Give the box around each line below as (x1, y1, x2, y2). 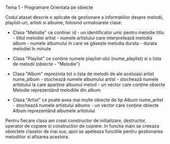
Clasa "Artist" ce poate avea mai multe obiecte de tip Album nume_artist (12, 97, 163, 103)
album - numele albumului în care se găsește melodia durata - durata (12, 40, 157, 46)
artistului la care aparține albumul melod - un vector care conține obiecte (12, 81, 165, 88)
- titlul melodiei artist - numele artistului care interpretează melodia (12, 35, 152, 41)
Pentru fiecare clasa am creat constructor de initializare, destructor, (5, 118, 147, 124)
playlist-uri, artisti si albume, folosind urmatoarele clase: (5, 20, 123, 25)
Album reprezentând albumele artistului (12, 108, 95, 113)
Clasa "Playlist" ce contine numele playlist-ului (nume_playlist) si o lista (12, 55, 161, 62)
